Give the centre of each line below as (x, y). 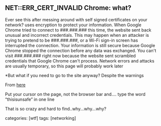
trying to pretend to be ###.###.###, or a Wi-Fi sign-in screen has (72, 40)
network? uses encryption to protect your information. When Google (73, 25)
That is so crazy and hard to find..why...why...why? (56, 109)
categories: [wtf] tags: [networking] (40, 118)
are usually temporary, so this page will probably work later (64, 66)
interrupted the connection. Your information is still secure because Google (80, 45)
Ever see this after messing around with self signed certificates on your (76, 19)
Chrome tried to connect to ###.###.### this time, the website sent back (78, 30)
